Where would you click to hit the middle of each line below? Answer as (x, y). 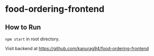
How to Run (23, 27)
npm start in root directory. (32, 39)
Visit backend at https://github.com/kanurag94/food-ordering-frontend (77, 48)
